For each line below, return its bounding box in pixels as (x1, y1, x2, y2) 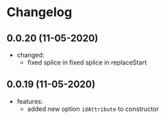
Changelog (6, 4, 72, 20)
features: (16, 97, 44, 105)
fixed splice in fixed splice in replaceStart (27, 58, 147, 67)
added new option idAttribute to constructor (27, 105, 160, 113)
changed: (16, 51, 45, 59)
